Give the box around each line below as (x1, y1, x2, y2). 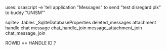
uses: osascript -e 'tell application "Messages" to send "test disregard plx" (5, 5, 161, 10)
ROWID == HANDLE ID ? (5, 40, 56, 46)
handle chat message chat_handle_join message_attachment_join (5, 25, 142, 31)
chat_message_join (5, 30, 46, 36)
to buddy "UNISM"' (5, 10, 46, 16)
